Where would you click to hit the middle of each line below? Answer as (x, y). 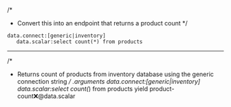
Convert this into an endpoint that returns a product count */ (102, 23)
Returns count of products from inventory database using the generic (115, 74)
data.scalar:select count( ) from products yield (82, 89)
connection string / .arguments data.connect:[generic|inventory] (109, 81)
